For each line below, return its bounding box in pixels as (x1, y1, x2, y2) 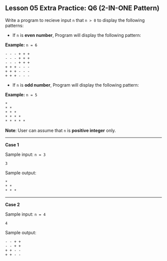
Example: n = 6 (5, 42, 37, 48)
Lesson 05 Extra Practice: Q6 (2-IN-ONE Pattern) (5, 4, 160, 12)
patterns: (5, 22, 24, 28)
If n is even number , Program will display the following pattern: (12, 32, 142, 38)
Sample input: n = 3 (5, 151, 46, 157)
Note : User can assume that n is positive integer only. (5, 127, 116, 133)
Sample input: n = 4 (5, 211, 46, 217)
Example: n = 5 (5, 92, 37, 98)
